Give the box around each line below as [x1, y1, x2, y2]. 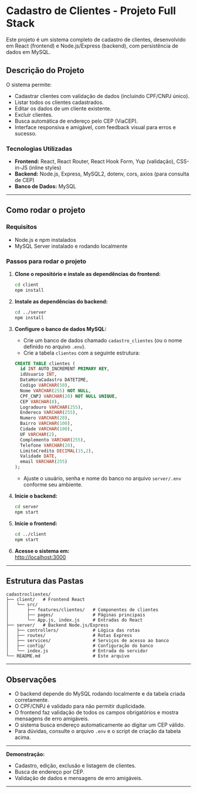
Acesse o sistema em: [14, 547, 70, 554]
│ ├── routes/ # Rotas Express [6, 633, 133, 639]
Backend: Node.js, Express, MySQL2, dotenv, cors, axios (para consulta [14, 170, 189, 177]
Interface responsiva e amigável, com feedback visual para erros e [14, 123, 176, 130]
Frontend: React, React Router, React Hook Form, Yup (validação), [14, 158, 175, 165]
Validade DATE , [20, 453, 57, 459]
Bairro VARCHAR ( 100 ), [20, 421, 73, 427]
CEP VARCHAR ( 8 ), [20, 399, 60, 404]
